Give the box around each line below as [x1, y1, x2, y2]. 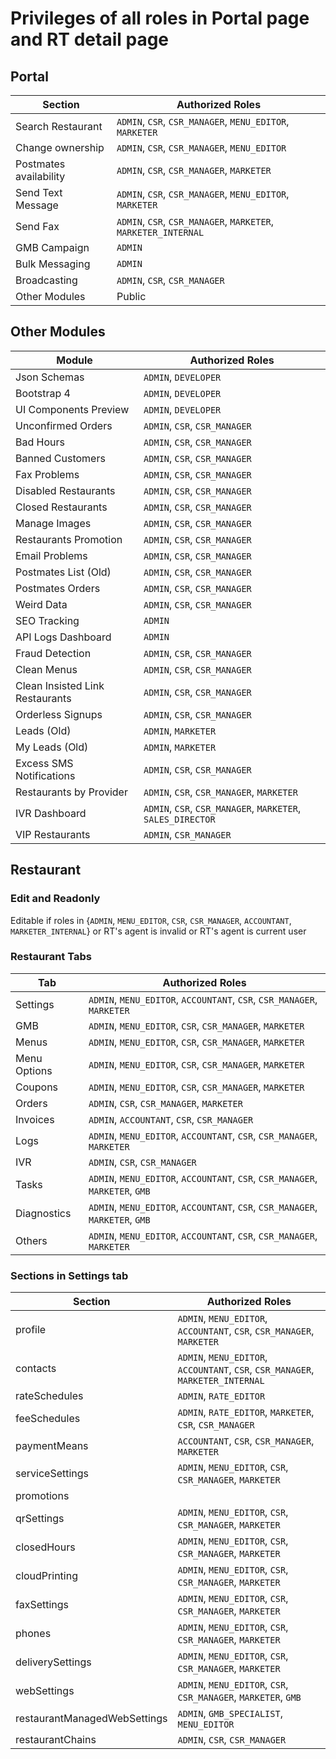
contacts [15, 1362, 57, 1376]
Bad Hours [15, 435, 65, 449]
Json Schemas [15, 370, 85, 384]
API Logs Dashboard [15, 630, 112, 644]
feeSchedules [15, 1412, 81, 1426]
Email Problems [15, 548, 88, 562]
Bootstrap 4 [15, 386, 71, 400]
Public [116, 290, 147, 303]
